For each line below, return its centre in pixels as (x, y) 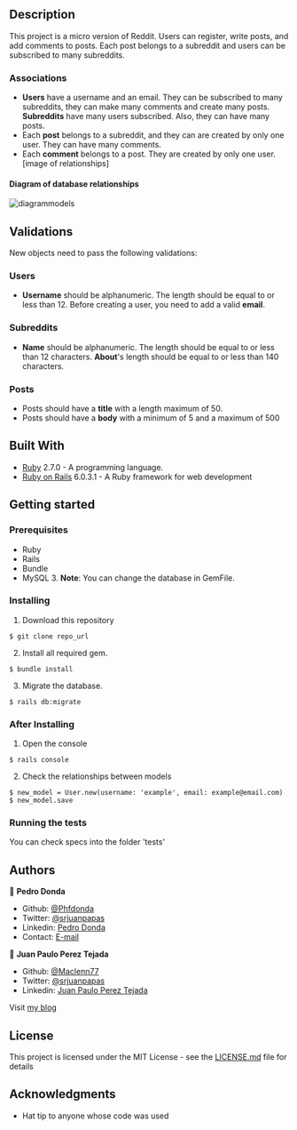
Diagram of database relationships (74, 184)
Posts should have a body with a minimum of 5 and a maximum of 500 (151, 418)
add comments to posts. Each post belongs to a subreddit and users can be (148, 45)
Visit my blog (33, 1007)
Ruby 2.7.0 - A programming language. (93, 467)
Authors (32, 870)
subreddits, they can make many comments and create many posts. (146, 107)
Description (42, 15)
